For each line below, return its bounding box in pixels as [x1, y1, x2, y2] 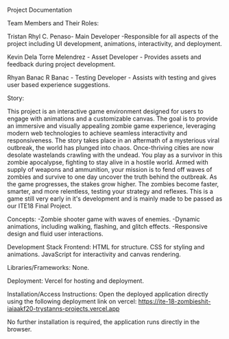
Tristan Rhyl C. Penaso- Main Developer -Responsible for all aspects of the [7, 32, 219, 40]
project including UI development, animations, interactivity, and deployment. [7, 40, 223, 47]
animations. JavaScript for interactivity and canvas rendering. [7, 250, 182, 258]
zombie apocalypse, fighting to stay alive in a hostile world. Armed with [7, 158, 209, 166]
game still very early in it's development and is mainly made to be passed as [7, 194, 223, 203]
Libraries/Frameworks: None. [7, 264, 90, 271]
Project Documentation [7, 6, 73, 14]
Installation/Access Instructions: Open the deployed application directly [7, 290, 209, 298]
